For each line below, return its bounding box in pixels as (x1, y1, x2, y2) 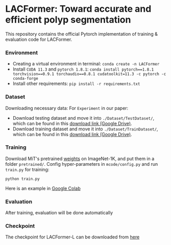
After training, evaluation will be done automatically (5, 210, 113, 216)
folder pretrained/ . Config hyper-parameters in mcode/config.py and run (5, 161, 158, 167)
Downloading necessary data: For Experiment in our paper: (5, 105, 129, 111)
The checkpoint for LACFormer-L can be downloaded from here (5, 234, 140, 240)
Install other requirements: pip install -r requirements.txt (12, 80, 140, 87)
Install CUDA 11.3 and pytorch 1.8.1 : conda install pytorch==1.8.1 (12, 66, 154, 72)
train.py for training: (5, 166, 50, 172)
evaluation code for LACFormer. (5, 36, 72, 42)
